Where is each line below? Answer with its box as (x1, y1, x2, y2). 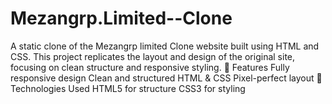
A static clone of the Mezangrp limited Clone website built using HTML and (10, 40, 320, 52)
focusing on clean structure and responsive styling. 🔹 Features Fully (10, 61, 290, 73)
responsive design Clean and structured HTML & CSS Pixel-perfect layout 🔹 (10, 72, 323, 84)
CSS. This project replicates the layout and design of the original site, (10, 50, 296, 62)
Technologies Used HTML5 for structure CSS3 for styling (10, 82, 246, 94)
